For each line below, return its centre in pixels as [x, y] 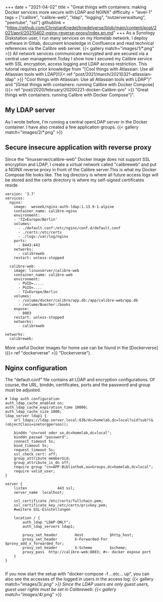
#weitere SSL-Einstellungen [42, 510]
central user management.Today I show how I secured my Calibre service [79, 59]
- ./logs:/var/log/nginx [43, 236]
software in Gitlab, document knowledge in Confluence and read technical [80, 43]
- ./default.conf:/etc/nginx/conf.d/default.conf [69, 228]
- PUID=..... [31, 283]
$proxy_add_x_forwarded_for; [35, 544]
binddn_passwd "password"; [41, 437]
